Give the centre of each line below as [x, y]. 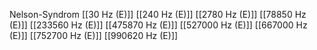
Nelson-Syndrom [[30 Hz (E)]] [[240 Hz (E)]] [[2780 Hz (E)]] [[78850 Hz [158, 14]
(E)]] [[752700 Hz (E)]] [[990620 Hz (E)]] [94, 35]
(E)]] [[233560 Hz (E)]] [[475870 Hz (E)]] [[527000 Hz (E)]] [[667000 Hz [158, 25]
